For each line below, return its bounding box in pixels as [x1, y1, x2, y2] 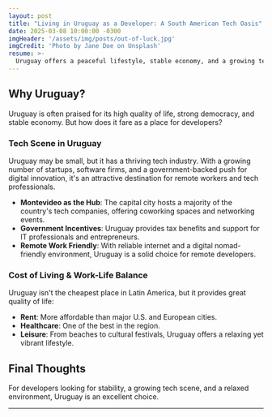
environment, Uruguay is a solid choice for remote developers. [48, 249, 257, 259]
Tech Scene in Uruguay [8, 137, 102, 148]
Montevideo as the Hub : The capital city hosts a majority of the [19, 197, 233, 207]
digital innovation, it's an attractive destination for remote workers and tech [8, 173, 259, 183]
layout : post [8, 11, 53, 20]
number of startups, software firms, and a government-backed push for [8, 164, 248, 174]
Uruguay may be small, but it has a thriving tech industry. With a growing [8, 156, 251, 166]
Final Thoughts [8, 362, 87, 376]
